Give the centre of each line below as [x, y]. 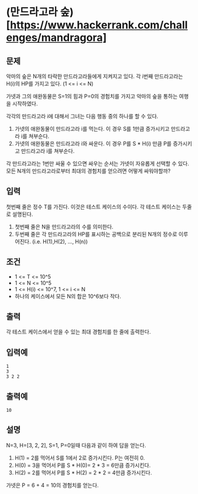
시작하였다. [25, 104]
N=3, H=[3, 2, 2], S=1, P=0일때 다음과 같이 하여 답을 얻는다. [76, 445]
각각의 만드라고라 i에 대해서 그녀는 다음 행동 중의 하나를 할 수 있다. [82, 116]
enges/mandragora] [56, 38]
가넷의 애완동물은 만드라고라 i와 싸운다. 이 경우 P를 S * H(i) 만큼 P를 [93, 143]
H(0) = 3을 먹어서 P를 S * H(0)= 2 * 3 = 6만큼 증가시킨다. [82, 465]
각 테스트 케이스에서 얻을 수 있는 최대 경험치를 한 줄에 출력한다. [79, 332]
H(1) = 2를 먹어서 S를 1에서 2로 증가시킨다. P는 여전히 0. [79, 458]
